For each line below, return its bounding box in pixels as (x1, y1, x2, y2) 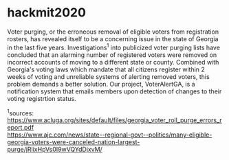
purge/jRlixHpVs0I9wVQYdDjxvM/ (7, 146, 103, 154)
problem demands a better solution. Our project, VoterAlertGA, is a (7, 80, 195, 88)
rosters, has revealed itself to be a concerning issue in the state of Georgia (7, 34, 219, 43)
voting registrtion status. (7, 94, 77, 102)
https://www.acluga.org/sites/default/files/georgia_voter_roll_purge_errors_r (7, 116, 222, 124)
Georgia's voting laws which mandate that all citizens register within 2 (7, 65, 205, 73)
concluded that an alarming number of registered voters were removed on (7, 50, 217, 59)
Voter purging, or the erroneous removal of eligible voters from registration (7, 27, 219, 36)
